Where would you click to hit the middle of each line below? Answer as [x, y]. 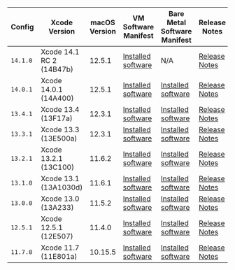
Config [22, 27]
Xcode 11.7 [60, 248]
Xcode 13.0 [60, 199]
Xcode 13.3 [60, 130]
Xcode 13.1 [60, 179]
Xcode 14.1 [60, 52]
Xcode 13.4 [60, 109]
